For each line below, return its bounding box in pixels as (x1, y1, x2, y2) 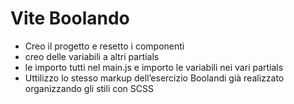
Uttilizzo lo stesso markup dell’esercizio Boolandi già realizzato (24, 72, 285, 84)
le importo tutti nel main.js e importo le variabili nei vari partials (24, 61, 284, 73)
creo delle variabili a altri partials (24, 50, 160, 62)
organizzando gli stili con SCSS (24, 82, 154, 94)
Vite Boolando (10, 7, 130, 30)
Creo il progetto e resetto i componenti (24, 40, 185, 52)
